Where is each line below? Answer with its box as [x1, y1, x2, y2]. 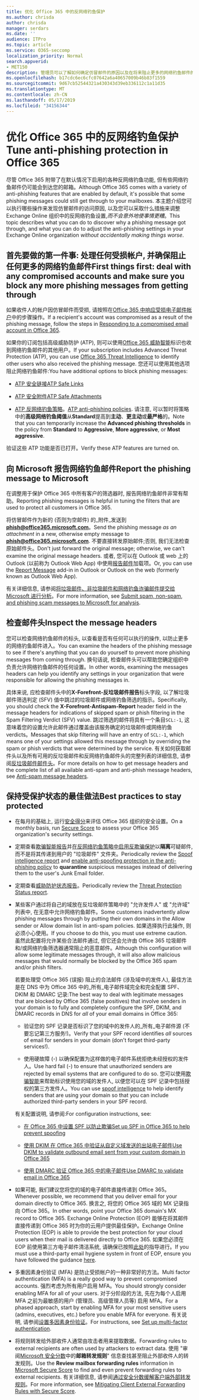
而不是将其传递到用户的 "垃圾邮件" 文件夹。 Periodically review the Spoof [14, 850, 193, 857]
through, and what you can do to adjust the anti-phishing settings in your [6, 225, 184, 233]
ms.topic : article [6, 42, 52, 48]
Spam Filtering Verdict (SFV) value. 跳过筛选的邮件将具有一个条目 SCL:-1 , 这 [6, 716, 190, 723]
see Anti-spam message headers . [6, 773, 89, 780]
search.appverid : [6, 58, 49, 64]
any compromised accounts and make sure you [6, 271, 185, 281]
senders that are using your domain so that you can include [23, 1091, 169, 1098]
